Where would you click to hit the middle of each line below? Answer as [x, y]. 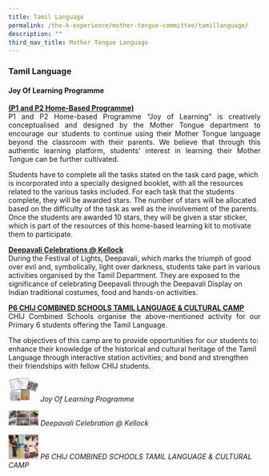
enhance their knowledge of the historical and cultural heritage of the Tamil [132, 349]
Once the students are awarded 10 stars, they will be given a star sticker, [128, 217]
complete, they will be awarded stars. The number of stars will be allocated [132, 200]
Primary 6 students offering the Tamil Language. [88, 325]
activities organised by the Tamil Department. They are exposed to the [124, 276]
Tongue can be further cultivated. [64, 159]
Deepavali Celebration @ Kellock [94, 423]
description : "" [35, 34]
